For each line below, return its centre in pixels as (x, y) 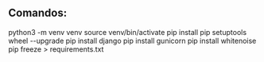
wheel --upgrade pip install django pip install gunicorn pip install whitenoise (132, 41)
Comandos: (38, 13)
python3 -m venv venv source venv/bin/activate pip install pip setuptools (128, 32)
